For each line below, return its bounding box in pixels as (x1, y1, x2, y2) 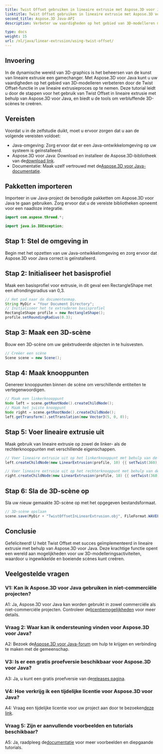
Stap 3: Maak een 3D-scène (5, 328, 91, 337)
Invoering (5, 57, 35, 65)
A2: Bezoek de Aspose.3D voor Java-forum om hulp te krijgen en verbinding (5, 641, 157, 647)
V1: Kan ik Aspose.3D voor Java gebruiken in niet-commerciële (5, 584, 157, 591)
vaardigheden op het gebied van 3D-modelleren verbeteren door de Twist (5, 80, 153, 86)
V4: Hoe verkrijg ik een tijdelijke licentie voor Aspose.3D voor (5, 688, 153, 695)
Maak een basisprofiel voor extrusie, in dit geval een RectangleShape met (5, 282, 152, 288)
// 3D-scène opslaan (5, 509, 47, 514)
